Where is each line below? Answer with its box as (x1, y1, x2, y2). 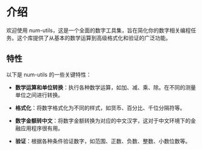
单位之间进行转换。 (15, 91, 64, 99)
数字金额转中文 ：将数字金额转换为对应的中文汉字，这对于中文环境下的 (15, 117, 191, 124)
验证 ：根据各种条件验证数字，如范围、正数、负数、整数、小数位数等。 (15, 137, 191, 145)
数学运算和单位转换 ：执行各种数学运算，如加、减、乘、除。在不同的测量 (15, 83, 196, 91)
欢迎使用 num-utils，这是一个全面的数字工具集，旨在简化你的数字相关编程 (6, 27, 191, 34)
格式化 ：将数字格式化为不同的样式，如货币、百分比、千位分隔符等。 (15, 104, 186, 111)
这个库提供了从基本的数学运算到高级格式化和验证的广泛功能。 (16, 34, 171, 41)
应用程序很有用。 (20, 125, 64, 132)
